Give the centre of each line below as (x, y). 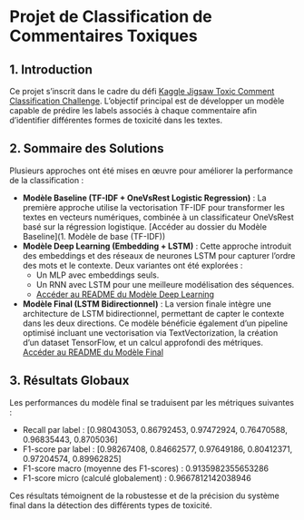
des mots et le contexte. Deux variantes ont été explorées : (132, 265)
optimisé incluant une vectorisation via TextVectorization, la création (150, 332)
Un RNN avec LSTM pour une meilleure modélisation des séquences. (165, 284)
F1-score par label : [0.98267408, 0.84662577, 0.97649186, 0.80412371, (157, 449)
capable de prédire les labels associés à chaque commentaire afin (133, 110)
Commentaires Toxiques (103, 36)
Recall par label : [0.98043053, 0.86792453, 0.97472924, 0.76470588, (155, 429)
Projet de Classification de (111, 17)
